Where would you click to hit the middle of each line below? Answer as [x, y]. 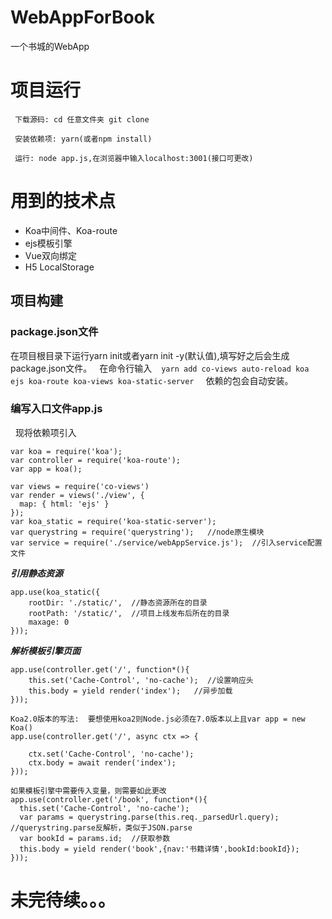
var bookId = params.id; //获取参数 [95, 838]
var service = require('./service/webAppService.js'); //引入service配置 [166, 542]
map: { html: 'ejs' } [64, 504]
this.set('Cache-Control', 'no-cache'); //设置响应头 [141, 680]
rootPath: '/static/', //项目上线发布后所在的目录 [129, 613]
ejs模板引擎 [48, 243]
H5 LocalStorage [59, 267]
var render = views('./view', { [77, 495]
